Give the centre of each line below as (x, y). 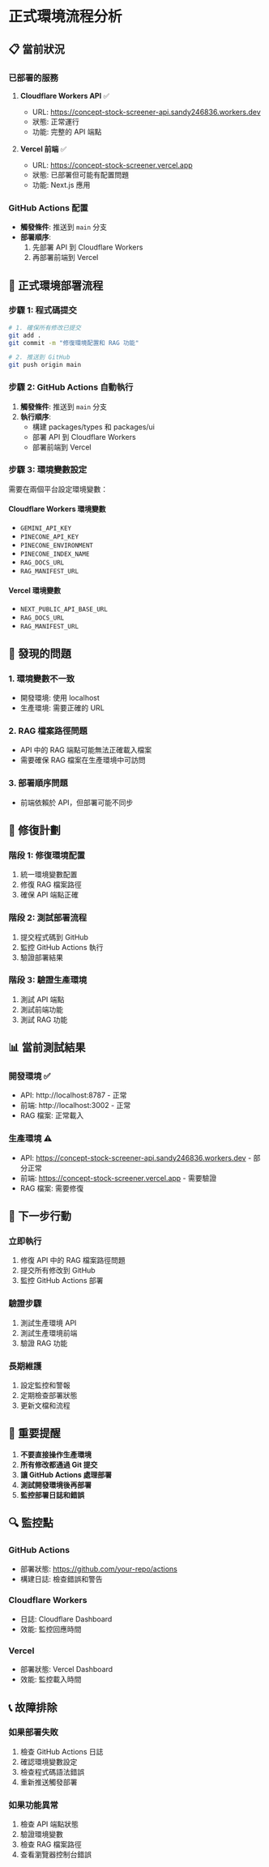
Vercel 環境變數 (34, 590)
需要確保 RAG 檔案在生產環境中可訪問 (83, 760)
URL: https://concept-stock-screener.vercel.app (112, 165)
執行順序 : (35, 416)
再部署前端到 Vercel (65, 258)
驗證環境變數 (41, 1835)
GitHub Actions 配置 (49, 207)
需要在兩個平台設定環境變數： (58, 489)
